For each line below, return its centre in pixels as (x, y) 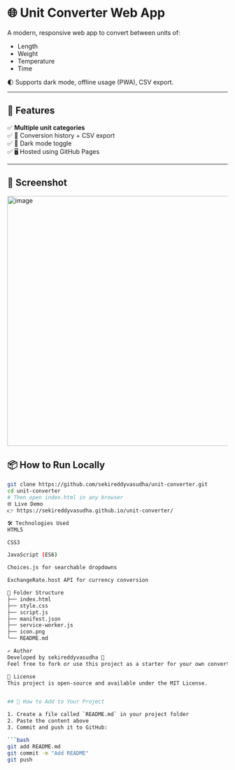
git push (20, 760)
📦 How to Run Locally (56, 465)
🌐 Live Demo (25, 504)
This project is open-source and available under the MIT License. (108, 683)
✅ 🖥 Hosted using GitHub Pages (54, 151)
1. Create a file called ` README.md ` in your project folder (98, 715)
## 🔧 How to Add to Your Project (56, 702)
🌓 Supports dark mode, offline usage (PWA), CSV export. (91, 82)
